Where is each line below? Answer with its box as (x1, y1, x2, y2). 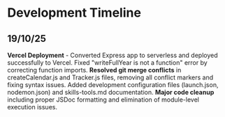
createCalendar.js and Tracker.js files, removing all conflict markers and (7, 73, 214, 81)
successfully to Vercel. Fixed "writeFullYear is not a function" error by (7, 58, 208, 67)
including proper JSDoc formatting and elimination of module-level (7, 95, 199, 104)
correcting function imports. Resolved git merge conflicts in (7, 66, 182, 74)
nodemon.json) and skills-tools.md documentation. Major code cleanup (7, 88, 215, 96)
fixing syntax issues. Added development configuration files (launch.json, (7, 81, 219, 88)
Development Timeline (7, 5, 142, 21)
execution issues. (7, 103, 58, 111)
